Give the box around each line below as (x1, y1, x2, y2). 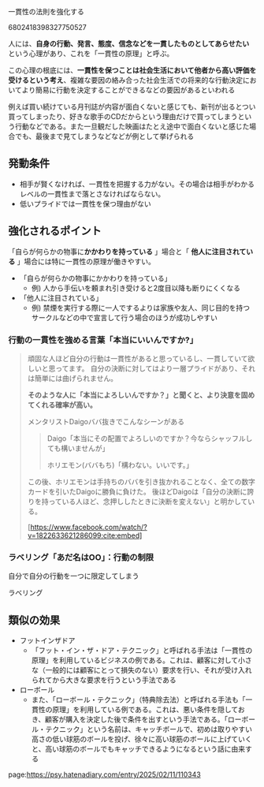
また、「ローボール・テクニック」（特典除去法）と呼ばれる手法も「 (31, 695, 246, 704)
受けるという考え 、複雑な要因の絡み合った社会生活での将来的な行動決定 (8, 76, 243, 84)
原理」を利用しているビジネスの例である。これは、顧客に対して (31, 655, 239, 665)
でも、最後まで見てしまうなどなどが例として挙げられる (14, 132, 195, 140)
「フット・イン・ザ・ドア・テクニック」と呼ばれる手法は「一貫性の (31, 646, 253, 655)
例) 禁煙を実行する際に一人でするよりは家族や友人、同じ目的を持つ (31, 303, 251, 312)
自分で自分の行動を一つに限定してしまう (8, 571, 139, 581)
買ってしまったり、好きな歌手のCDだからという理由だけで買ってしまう (8, 112, 238, 121)
